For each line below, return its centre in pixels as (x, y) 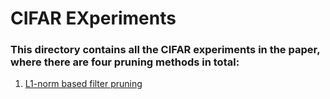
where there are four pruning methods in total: (125, 62)
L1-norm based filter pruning (83, 84)
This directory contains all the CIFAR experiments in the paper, (165, 50)
